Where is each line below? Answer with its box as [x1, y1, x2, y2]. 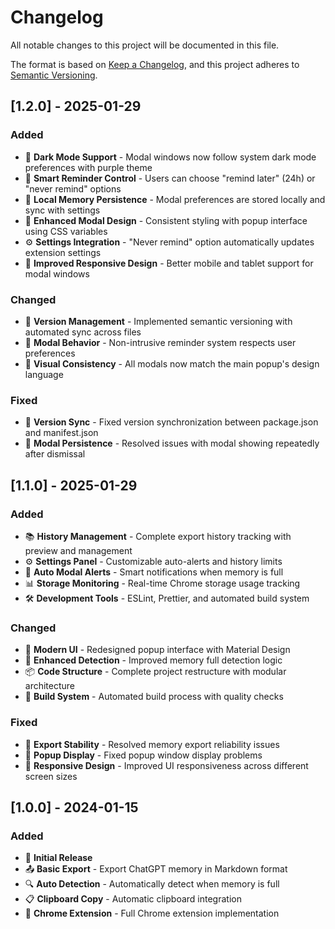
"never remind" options [24, 182, 122, 195]
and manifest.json [24, 427, 99, 439]
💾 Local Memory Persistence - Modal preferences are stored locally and [24, 193, 326, 205]
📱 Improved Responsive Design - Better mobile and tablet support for [24, 257, 314, 269]
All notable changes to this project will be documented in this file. [10, 39, 280, 51]
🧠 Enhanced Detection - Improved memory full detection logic [24, 654, 283, 666]
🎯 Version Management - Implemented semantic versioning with [24, 315, 293, 327]
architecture [24, 680, 76, 692]
